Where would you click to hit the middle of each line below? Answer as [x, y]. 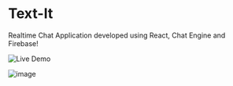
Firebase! [24, 43]
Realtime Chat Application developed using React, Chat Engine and [117, 35]
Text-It [31, 14]
